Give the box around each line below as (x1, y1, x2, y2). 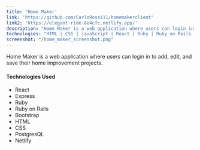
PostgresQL (14, 131, 44, 138)
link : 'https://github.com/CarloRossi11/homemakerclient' (6, 14, 154, 20)
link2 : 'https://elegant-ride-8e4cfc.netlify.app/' (6, 20, 138, 26)
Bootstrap (14, 112, 40, 119)
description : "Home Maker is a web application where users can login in (6, 25, 195, 32)
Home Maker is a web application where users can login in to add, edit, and (6, 53, 192, 60)
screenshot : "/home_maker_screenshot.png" (6, 36, 114, 42)
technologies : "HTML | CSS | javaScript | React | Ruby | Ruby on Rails (6, 31, 192, 37)
